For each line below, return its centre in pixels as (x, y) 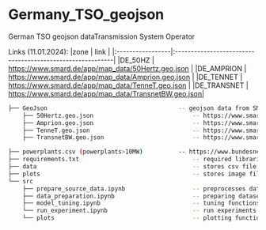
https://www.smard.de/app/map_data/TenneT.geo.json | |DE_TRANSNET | (129, 85)
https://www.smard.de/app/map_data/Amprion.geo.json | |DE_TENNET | (125, 77)
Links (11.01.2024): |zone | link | (59, 51)
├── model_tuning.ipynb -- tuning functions (141, 203)
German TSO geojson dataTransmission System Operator (102, 36)
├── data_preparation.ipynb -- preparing (129, 196)
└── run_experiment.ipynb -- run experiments (140, 211)
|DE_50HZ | (136, 60)
